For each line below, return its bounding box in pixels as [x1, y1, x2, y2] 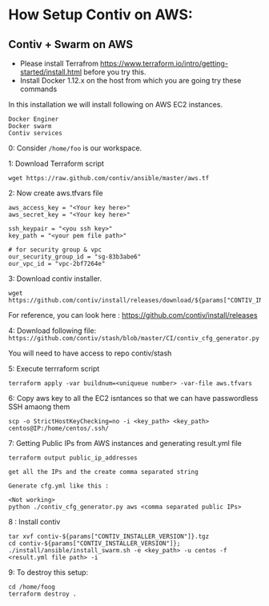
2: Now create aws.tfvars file [8, 188, 103, 198]
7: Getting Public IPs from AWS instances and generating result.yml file [8, 439, 243, 447]
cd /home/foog [8, 583, 56, 591]
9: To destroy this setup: [8, 568, 89, 577]
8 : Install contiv [8, 517, 61, 526]
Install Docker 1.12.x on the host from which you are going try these [19, 76, 242, 85]
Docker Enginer [8, 115, 59, 123]
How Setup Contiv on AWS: [8, 6, 194, 24]
